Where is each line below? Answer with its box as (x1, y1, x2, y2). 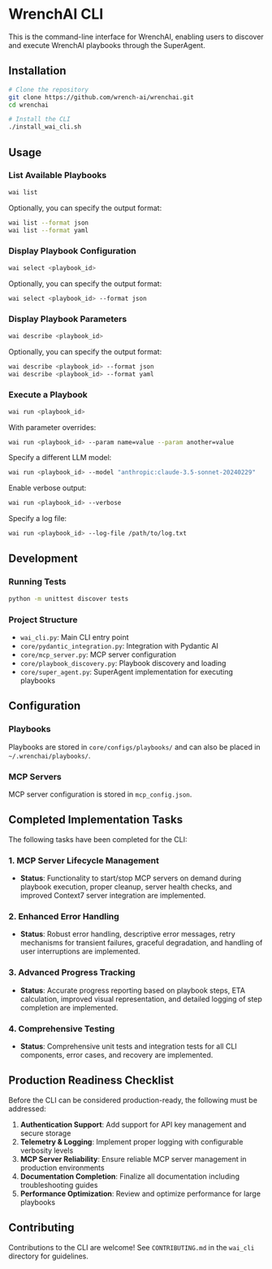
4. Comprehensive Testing (8, 1023, 115, 1034)
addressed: (8, 1103, 46, 1114)
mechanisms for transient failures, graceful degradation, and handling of (19, 938, 263, 948)
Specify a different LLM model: (8, 453, 112, 463)
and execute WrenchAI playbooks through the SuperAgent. (8, 40, 205, 50)
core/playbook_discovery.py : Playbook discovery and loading (19, 658, 227, 667)
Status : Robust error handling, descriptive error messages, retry (19, 929, 235, 939)
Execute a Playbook (8, 389, 88, 401)
